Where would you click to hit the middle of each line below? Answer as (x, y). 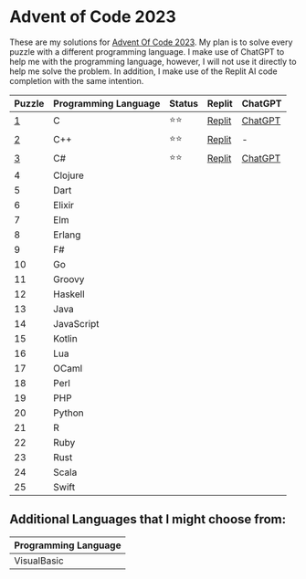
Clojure (69, 175)
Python (69, 413)
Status (184, 103)
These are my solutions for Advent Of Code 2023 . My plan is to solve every (151, 42)
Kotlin (65, 338)
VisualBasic (39, 561)
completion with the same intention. (77, 80)
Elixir (64, 205)
